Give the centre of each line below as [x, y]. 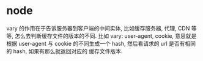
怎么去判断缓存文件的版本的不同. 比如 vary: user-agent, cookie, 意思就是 [105, 36]
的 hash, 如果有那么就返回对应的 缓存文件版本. [65, 51]
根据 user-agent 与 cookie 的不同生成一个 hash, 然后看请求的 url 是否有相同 [101, 43]
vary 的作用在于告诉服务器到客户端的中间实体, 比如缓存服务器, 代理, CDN [98, 28]
